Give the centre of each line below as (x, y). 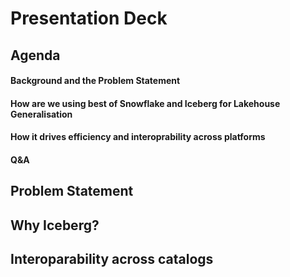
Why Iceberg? (55, 225)
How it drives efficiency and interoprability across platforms (138, 137)
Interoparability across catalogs (112, 259)
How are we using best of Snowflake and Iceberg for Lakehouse (145, 103)
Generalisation (41, 114)
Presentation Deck (89, 18)
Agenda (35, 55)
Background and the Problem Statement (95, 81)
